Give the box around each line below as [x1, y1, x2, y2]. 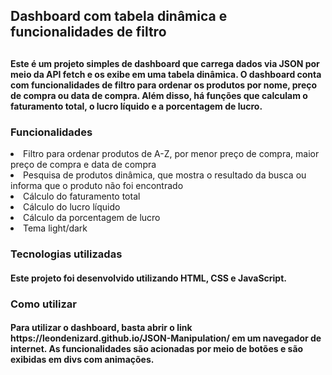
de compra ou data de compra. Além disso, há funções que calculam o [10, 89, 308, 101]
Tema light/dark [23, 222, 88, 234]
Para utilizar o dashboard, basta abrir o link [10, 322, 193, 334]
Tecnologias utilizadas [10, 247, 123, 261]
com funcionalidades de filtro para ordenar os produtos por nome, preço [10, 79, 318, 91]
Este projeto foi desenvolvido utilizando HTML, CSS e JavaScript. [10, 272, 287, 284]
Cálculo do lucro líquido [23, 201, 121, 213]
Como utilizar [10, 297, 77, 311]
